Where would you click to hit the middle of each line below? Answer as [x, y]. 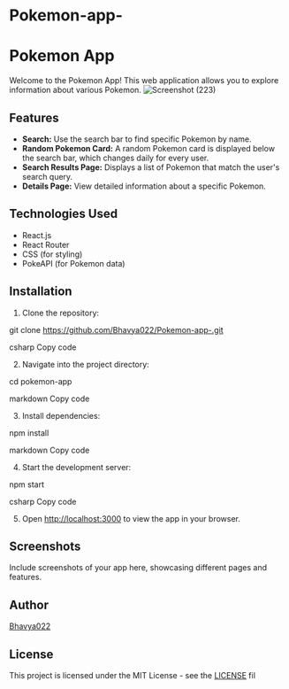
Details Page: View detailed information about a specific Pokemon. [144, 186]
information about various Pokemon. [75, 90]
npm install [29, 433]
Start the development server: [76, 467]
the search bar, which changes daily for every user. [115, 158]
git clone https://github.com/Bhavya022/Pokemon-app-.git [116, 329]
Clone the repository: [61, 313]
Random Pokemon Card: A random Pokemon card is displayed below [148, 148]
